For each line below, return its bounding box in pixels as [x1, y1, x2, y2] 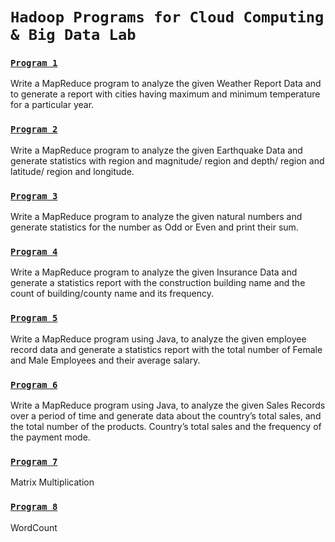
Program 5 [10, 313, 58, 324]
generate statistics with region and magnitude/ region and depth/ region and [10, 154, 325, 167]
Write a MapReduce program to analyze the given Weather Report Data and [10, 78, 322, 90]
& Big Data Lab [10, 26, 137, 45]
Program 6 [10, 379, 58, 390]
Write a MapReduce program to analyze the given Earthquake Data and [10, 144, 303, 156]
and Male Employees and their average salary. [10, 354, 201, 366]
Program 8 [10, 501, 58, 513]
